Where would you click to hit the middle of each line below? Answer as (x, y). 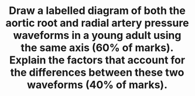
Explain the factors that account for (97, 60)
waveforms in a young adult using (97, 35)
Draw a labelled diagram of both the (97, 11)
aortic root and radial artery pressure (97, 23)
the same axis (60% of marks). (97, 48)
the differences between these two (97, 72)
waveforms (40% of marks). (97, 85)
